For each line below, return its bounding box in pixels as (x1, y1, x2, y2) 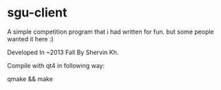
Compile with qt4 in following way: (7, 61, 105, 69)
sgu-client (7, 5, 67, 21)
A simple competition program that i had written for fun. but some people (7, 27, 215, 36)
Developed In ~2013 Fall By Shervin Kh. (7, 48, 119, 56)
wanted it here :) (7, 34, 54, 43)
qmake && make (7, 74, 53, 83)
